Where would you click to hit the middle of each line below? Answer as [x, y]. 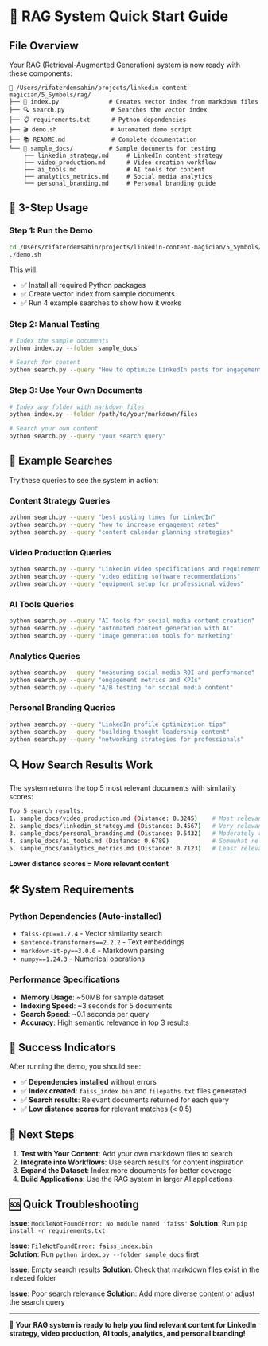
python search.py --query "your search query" [87, 436]
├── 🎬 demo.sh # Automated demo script [101, 130]
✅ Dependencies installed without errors [89, 1082]
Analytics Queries [45, 656]
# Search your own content [54, 429]
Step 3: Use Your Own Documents [76, 390]
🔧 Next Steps [42, 1134]
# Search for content [45, 363]
